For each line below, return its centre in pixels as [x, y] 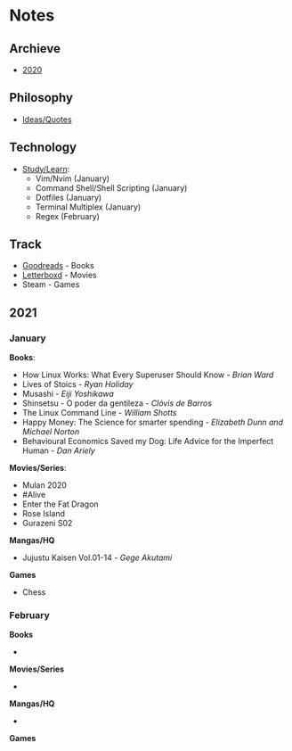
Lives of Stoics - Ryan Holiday [77, 384]
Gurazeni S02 [47, 524]
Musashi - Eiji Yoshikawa [68, 394]
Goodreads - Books [58, 266]
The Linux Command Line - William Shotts [99, 413]
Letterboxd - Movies [60, 275]
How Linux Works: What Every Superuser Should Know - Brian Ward [148, 375]
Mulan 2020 [44, 485]
